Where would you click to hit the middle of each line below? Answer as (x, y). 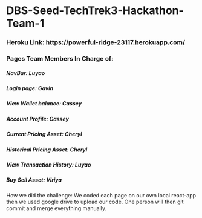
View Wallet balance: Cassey (44, 104)
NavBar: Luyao (26, 73)
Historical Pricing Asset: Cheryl (47, 150)
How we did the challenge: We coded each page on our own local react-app (101, 195)
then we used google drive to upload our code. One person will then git (95, 202)
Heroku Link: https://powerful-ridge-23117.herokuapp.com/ (96, 42)
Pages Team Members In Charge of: (60, 59)
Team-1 (25, 23)
